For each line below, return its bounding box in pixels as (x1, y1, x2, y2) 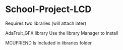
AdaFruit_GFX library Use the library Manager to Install (5, 30, 118, 36)
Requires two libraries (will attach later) (5, 20, 87, 26)
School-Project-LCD (5, 4, 92, 15)
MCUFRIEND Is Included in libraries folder (5, 39, 92, 46)
